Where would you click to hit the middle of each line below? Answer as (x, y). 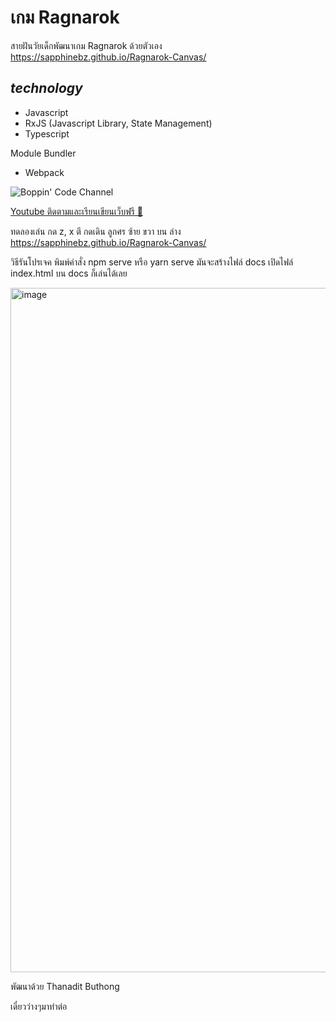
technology (46, 88)
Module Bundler (43, 153)
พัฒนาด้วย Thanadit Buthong (65, 986)
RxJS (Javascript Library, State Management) (118, 123)
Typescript (47, 133)
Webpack (44, 172)
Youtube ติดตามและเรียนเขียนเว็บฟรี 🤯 (77, 211)
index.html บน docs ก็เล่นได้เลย (69, 273)
